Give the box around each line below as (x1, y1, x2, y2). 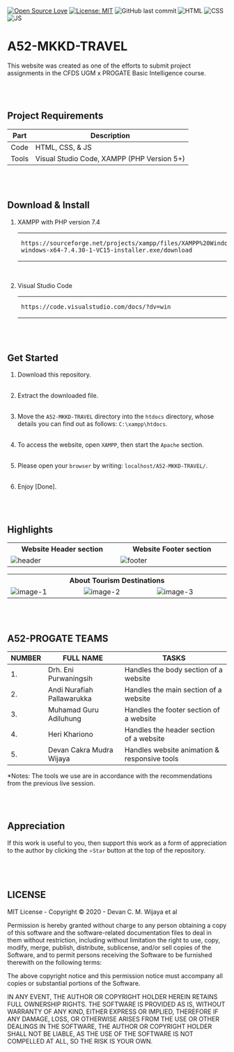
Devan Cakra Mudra (47, 745, 114, 754)
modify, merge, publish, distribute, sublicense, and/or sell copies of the (7, 943, 212, 952)
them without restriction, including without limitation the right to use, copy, (7, 936, 221, 944)
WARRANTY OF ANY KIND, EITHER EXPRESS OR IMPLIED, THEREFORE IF (7, 1007, 219, 1016)
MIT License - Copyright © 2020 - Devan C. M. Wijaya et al (7, 907, 178, 916)
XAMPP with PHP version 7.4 (17, 218, 101, 226)
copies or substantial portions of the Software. (7, 979, 141, 987)
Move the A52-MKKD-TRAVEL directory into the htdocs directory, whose (17, 412, 214, 421)
